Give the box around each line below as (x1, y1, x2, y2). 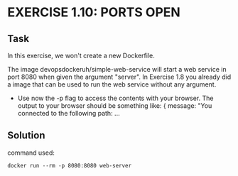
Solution (7, 129, 45, 142)
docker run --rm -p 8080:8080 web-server (7, 162, 132, 169)
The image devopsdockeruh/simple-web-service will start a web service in (7, 65, 227, 73)
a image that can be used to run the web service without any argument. (7, 80, 217, 89)
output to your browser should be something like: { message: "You (17, 101, 212, 110)
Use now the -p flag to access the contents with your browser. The (17, 94, 214, 102)
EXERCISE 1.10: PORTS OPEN (7, 4, 181, 21)
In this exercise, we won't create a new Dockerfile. (7, 51, 155, 60)
